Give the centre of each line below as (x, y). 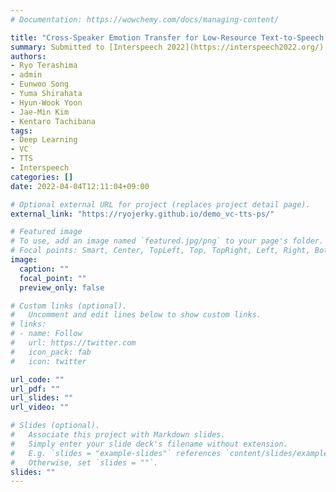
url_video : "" (40, 407)
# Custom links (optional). (69, 306)
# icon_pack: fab (51, 352)
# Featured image (46, 232)
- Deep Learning (44, 140)
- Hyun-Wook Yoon (46, 102)
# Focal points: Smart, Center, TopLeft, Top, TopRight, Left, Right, (160, 251)
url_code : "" (37, 379)
